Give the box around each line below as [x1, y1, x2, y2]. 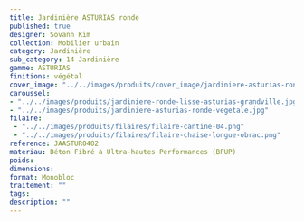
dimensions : [9, 164, 54, 173]
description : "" [9, 198, 71, 207]
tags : [9, 189, 30, 198]
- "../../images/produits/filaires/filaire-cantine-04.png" [13, 123, 245, 132]
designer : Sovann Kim [9, 30, 91, 39]
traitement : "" [9, 181, 67, 190]
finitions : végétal [9, 72, 83, 81]
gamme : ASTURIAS [9, 64, 71, 73]
